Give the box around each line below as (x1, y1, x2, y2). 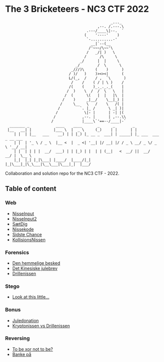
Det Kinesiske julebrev (12, 265, 58, 271)
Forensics (5, 249, 29, 256)
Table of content (5, 184, 56, 193)
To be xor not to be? (12, 346, 53, 352)
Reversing (5, 335, 30, 342)
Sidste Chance (12, 231, 42, 237)
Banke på (12, 351, 32, 357)
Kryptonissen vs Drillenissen (12, 323, 70, 329)
